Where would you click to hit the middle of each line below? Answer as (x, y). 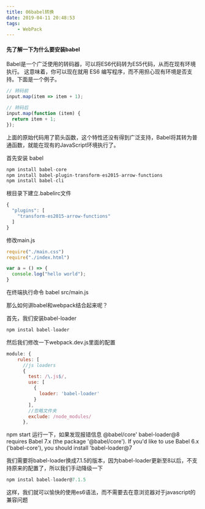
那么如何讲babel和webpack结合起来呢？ (57, 305)
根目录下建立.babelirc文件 (39, 193)
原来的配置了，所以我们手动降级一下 (57, 468)
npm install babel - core (37, 169)
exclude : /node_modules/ (60, 417)
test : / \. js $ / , (48, 377)
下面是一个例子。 (38, 80)
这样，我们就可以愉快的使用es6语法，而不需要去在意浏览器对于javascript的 (101, 492)
